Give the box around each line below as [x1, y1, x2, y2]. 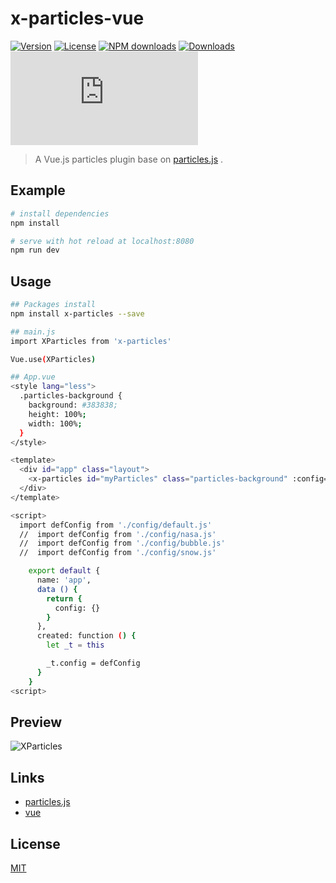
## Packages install [10, 300, 97, 310]
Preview [10, 713, 63, 731]
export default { [28, 566, 101, 576]
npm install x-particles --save [10, 308, 145, 319]
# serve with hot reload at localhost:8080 [10, 236, 195, 246]
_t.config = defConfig [46, 658, 141, 669]
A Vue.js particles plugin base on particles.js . [34, 153, 224, 165]
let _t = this [46, 640, 105, 651]
